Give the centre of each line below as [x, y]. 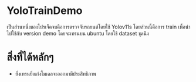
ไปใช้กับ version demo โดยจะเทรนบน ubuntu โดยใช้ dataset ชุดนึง [78, 33]
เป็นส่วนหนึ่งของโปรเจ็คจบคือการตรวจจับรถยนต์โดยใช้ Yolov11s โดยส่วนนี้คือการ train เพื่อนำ [99, 27]
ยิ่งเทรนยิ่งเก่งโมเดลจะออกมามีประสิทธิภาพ [55, 73]
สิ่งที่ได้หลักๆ [30, 57]
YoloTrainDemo [45, 11]
